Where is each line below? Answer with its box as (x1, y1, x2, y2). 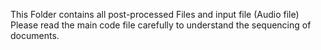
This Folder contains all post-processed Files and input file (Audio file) (10, 9, 300, 20)
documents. (10, 30, 60, 41)
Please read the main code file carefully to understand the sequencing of (10, 19, 312, 31)
